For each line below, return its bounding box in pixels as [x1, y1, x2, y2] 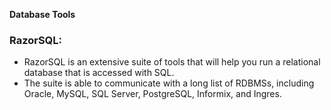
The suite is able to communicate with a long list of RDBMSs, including [23, 77, 315, 89]
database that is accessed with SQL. [23, 67, 175, 79]
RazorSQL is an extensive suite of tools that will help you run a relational [23, 56, 321, 68]
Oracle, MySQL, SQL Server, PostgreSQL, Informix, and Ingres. [23, 88, 282, 100]
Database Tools [9, 9, 76, 20]
